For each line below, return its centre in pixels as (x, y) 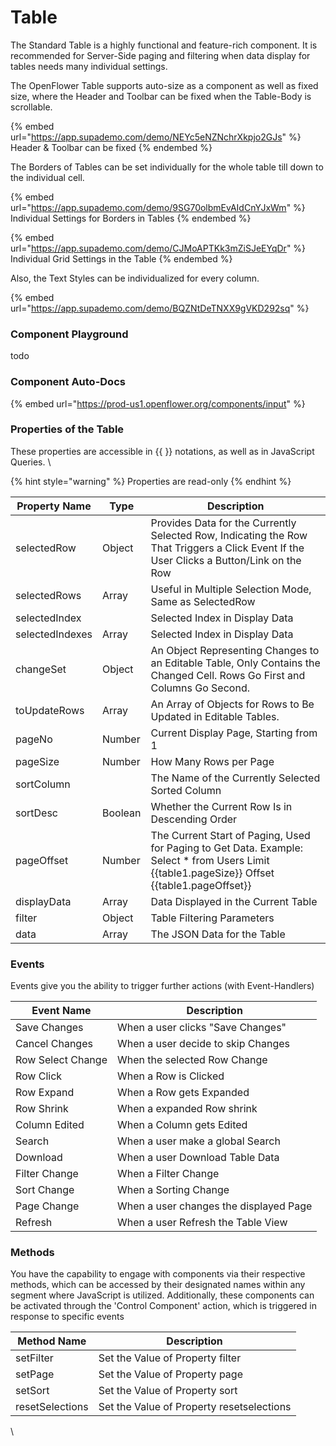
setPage (35, 1374)
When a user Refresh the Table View (202, 1223)
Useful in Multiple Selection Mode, (231, 589)
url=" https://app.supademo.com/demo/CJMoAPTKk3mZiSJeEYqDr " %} (158, 248)
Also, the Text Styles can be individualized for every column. (135, 278)
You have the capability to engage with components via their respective (158, 1274)
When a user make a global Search (198, 1141)
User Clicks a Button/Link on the (226, 560)
